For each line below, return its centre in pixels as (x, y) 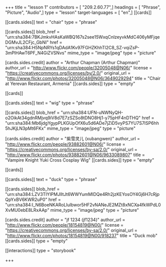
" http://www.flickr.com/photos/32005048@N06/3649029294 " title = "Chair (83, 78)
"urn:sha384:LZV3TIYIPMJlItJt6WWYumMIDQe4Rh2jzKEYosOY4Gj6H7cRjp (83, 194)
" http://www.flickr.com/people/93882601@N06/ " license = (65, 144)
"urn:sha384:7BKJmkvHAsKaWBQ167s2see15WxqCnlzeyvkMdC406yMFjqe (83, 37)
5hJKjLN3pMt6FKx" (26, 128)
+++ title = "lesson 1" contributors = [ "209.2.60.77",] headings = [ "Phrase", (83, 7)
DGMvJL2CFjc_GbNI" (27, 42)
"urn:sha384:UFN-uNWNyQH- (92, 112)
